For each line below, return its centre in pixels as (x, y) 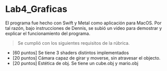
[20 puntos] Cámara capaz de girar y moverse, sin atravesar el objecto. (87, 58)
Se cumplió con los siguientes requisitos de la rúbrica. (73, 43)
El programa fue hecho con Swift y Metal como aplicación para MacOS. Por (83, 23)
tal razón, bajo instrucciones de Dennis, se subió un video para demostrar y (83, 28)
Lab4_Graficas (36, 9)
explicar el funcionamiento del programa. (48, 33)
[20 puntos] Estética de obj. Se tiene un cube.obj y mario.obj (75, 63)
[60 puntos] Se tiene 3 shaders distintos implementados (71, 53)
